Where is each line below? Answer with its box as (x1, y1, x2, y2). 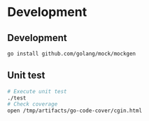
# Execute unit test (7, 88, 68, 95)
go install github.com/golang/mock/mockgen (7, 50, 136, 57)
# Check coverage (7, 101, 58, 108)
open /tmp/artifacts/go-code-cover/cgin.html (7, 107, 142, 115)
